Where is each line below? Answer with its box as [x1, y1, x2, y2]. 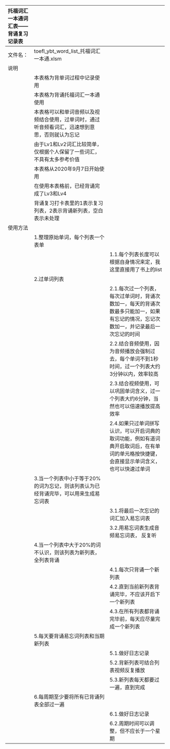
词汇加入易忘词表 [109, 515, 150, 522]
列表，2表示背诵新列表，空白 [33, 207, 104, 214]
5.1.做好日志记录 [109, 650, 150, 656]
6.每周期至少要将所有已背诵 [33, 693, 100, 700]
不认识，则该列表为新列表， [33, 549, 100, 556]
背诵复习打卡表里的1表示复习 [33, 200, 104, 207]
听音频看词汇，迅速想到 [33, 124, 90, 131]
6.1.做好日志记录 [109, 711, 150, 717]
